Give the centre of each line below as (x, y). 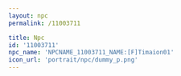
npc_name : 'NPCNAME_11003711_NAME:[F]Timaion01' (91, 53)
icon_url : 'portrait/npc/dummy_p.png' (73, 60)
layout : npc (28, 16)
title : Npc (27, 38)
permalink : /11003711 (45, 23)
